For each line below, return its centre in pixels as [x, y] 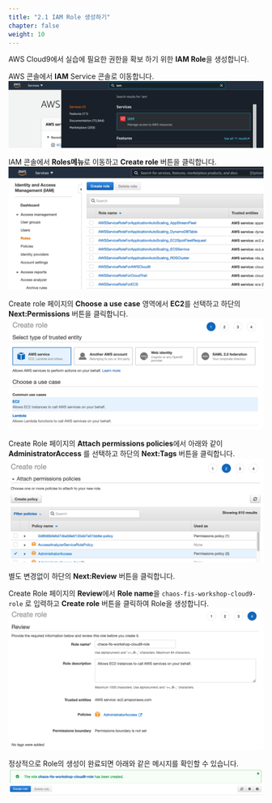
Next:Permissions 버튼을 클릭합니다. [68, 314]
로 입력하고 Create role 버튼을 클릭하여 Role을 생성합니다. [117, 604]
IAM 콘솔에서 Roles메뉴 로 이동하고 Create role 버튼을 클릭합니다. [113, 162]
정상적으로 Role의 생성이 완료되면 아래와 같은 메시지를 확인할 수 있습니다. [123, 763]
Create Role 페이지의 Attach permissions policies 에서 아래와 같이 [116, 443]
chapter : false [34, 26]
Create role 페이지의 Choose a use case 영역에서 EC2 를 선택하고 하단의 [125, 304]
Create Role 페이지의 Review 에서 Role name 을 [84, 594]
